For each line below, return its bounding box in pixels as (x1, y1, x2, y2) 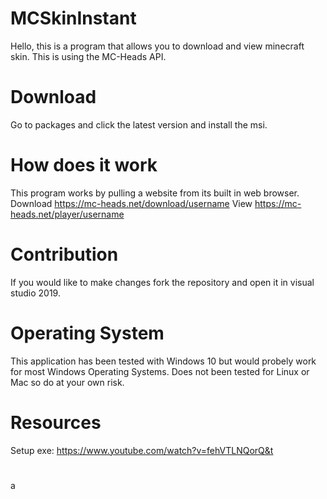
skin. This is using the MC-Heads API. (10, 50, 167, 62)
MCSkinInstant (10, 7, 137, 30)
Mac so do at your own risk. (10, 376, 125, 388)
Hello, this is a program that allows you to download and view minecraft (10, 40, 305, 52)
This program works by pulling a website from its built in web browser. (10, 187, 300, 199)
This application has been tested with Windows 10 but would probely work (10, 355, 317, 367)
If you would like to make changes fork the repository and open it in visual (10, 276, 315, 288)
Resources (10, 411, 102, 434)
